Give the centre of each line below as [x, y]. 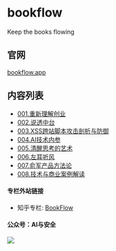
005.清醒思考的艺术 [45, 148]
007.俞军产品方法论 [45, 165]
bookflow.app [27, 72]
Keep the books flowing [41, 32]
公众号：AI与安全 [32, 225]
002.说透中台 [36, 122]
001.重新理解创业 [41, 113]
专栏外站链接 [25, 191]
